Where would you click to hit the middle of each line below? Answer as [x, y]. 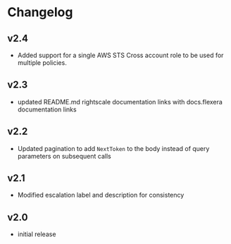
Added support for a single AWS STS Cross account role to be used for [120, 55]
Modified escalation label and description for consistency [101, 195]
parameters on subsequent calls [64, 156]
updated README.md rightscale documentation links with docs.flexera [120, 102]
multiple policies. [42, 63]
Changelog [40, 12]
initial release [37, 234]
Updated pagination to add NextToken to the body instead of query [113, 148]
